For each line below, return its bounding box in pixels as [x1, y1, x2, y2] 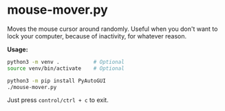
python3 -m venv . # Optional [7, 58, 125, 65]
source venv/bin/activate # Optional [7, 64, 125, 72]
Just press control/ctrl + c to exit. [7, 96, 109, 104]
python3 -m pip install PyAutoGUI [7, 77, 107, 84]
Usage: [7, 45, 29, 53]
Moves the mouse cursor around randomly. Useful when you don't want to [7, 25, 218, 33]
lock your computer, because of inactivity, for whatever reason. [7, 32, 187, 40]
